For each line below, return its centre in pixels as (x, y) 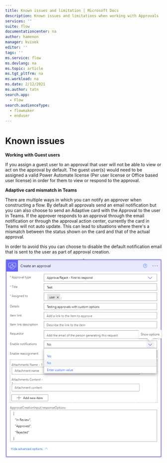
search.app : (17, 95)
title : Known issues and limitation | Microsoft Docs (62, 10)
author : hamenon (22, 37)
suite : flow (17, 26)
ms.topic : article (24, 68)
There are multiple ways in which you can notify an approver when (73, 200)
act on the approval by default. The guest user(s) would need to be (74, 170)
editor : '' (16, 47)
